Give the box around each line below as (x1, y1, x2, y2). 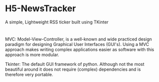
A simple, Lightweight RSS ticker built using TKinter (5, 19, 109, 25)
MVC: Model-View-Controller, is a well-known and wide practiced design (5, 36, 152, 42)
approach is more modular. (5, 52, 60, 58)
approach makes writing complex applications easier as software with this (5, 47, 154, 53)
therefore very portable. (5, 72, 53, 78)
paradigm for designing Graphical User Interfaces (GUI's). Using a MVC (5, 41, 149, 47)
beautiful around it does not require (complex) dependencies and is (5, 66, 141, 72)
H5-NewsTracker (5, 3, 76, 14)
